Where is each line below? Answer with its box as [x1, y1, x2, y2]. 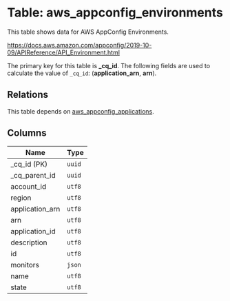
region [10, 193, 32, 203]
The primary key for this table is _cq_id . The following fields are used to [7, 61, 211, 70]
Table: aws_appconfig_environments [7, 5, 224, 21]
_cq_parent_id [10, 170, 56, 180]
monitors [10, 260, 40, 269]
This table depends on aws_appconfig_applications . [7, 107, 155, 115]
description [10, 238, 48, 247]
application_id [10, 226, 56, 236]
